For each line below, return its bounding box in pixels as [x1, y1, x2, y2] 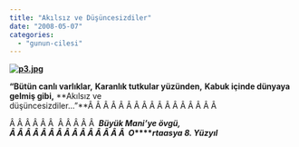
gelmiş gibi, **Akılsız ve [9, 91, 102, 102]
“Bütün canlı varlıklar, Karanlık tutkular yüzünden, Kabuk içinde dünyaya [9, 81, 291, 92]
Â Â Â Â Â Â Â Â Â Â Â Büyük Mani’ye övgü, [9, 118, 181, 129]
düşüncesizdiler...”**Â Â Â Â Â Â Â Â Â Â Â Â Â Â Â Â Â [9, 101, 217, 112]
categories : [9, 30, 54, 39]
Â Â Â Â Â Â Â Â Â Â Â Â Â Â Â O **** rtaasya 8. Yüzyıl [9, 128, 218, 139]
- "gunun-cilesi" [17, 38, 83, 48]
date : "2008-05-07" [9, 22, 83, 31]
